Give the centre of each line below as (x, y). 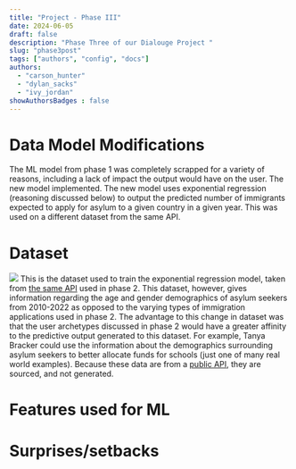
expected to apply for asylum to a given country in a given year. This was (144, 207)
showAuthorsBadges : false (59, 100)
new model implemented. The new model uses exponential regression (138, 188)
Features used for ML (90, 410)
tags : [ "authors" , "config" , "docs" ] (79, 59)
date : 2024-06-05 (41, 26)
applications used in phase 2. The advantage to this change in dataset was (147, 317)
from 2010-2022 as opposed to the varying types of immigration (127, 307)
